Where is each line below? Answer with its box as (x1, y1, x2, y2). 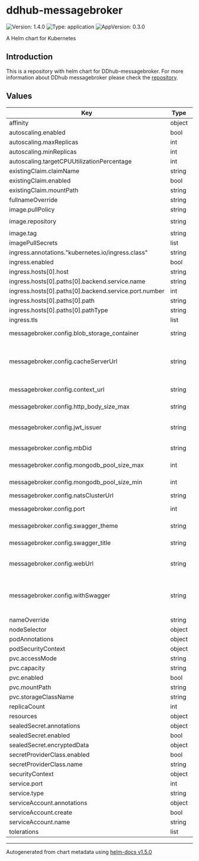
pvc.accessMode (9, 654, 57, 662)
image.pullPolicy (9, 205, 55, 213)
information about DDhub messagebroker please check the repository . (6, 73, 178, 81)
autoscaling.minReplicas (9, 148, 77, 156)
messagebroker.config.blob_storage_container (9, 329, 139, 337)
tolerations (9, 827, 39, 836)
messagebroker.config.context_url (9, 385, 105, 393)
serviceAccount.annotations (9, 798, 88, 806)
